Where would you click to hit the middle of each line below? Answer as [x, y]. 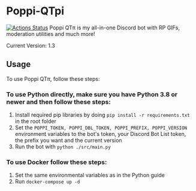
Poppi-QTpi [35, 11]
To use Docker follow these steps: [57, 162]
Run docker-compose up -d [47, 181]
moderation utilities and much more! [51, 34]
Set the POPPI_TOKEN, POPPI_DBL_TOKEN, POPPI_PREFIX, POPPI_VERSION [101, 128]
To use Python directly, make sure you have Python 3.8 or [92, 94]
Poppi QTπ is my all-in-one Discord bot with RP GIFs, [115, 28]
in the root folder [36, 122]
